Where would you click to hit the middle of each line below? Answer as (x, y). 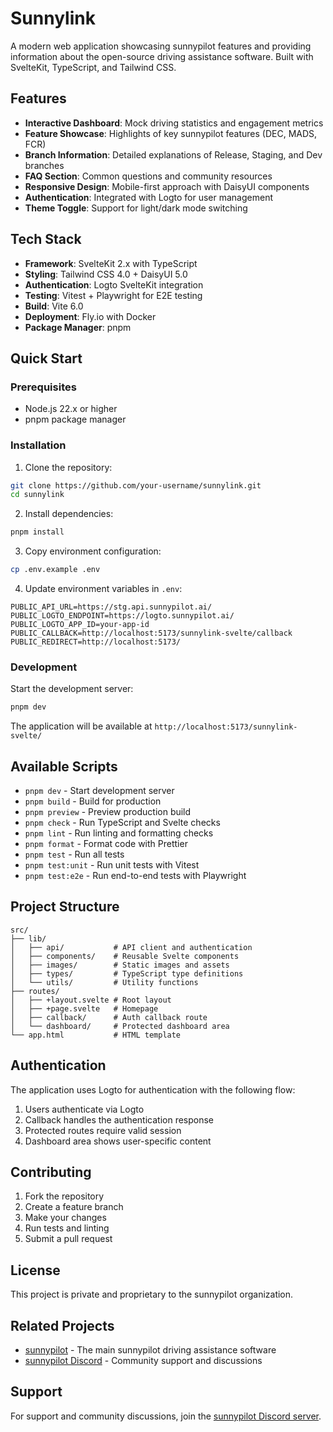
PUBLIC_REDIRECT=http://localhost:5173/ (96, 642)
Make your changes (65, 1218)
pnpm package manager (75, 419)
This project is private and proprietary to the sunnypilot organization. (152, 1294)
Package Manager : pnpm (78, 327)
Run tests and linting (67, 1228)
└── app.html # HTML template (96, 1035)
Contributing (51, 1172)
